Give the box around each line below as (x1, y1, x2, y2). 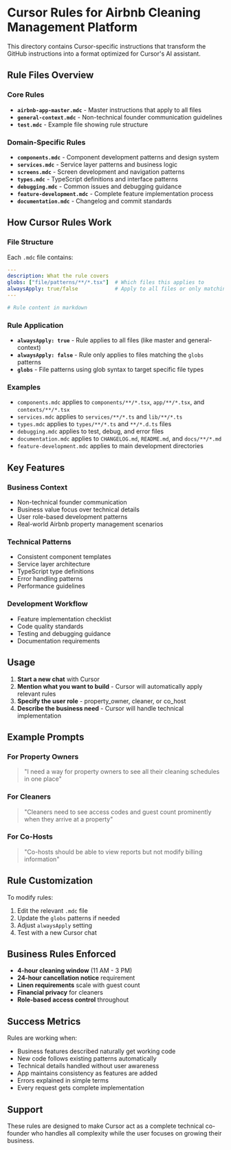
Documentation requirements (16, 637, 100, 645)
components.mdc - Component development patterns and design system (16, 153, 219, 161)
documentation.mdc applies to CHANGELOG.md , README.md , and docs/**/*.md (16, 434, 222, 443)
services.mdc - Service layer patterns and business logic (16, 160, 178, 168)
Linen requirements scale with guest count (16, 981, 140, 989)
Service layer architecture (16, 560, 91, 568)
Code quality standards (16, 622, 84, 630)
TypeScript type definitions (16, 567, 94, 575)
